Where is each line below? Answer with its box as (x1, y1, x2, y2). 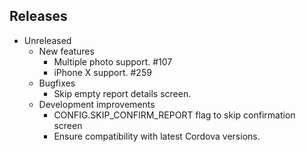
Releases (9, 8, 68, 25)
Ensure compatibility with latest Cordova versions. (53, 130, 261, 142)
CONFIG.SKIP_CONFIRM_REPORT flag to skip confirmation (53, 109, 296, 121)
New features (38, 45, 95, 57)
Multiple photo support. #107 (53, 55, 173, 68)
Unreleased (23, 34, 72, 46)
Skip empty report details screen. (53, 87, 192, 99)
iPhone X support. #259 (53, 66, 152, 78)
